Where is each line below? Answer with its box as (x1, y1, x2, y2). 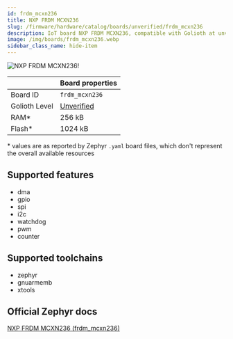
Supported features (7, 169, 94, 181)
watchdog (17, 217, 46, 226)
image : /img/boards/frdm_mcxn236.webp (7, 36, 119, 43)
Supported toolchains (7, 252, 103, 265)
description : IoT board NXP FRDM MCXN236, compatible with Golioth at (7, 29, 216, 37)
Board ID (10, 90, 40, 100)
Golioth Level (10, 102, 53, 111)
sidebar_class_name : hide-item (7, 42, 98, 49)
